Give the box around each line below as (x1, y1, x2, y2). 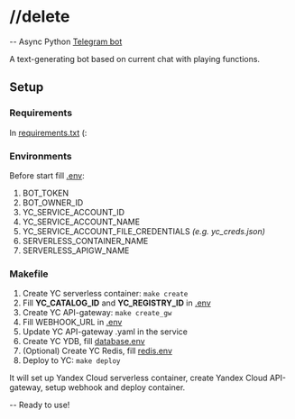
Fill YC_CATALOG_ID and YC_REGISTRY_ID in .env (22, 297, 212, 308)
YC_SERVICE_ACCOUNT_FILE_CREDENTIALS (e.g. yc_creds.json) (22, 225, 266, 236)
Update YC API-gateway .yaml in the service (22, 326, 188, 337)
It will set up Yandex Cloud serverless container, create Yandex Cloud (9, 372, 268, 384)
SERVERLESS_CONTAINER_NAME (22, 235, 149, 246)
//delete (9, 6, 70, 27)
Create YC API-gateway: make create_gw (22, 307, 172, 318)
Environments (9, 150, 72, 162)
